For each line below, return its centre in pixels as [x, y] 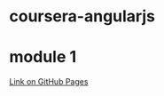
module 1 [43, 57]
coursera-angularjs [82, 16]
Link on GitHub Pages [49, 82]
